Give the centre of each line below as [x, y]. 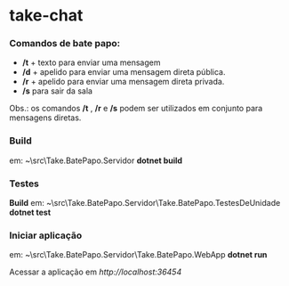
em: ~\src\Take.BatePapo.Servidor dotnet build [96, 160]
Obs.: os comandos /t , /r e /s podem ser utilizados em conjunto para [136, 109]
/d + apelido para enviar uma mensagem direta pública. [124, 72]
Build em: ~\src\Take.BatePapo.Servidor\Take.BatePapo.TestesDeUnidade [145, 203]
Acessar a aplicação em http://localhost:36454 [96, 272]
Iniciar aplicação [46, 235]
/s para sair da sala [57, 91]
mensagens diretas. [45, 118]
